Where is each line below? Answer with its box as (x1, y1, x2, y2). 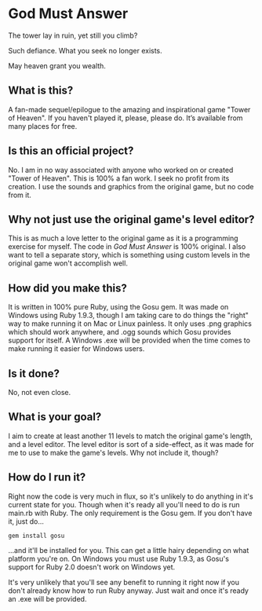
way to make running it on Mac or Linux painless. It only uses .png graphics (8, 319, 253, 328)
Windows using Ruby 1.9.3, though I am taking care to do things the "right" (8, 311, 249, 320)
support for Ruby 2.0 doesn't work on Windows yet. (8, 562, 176, 572)
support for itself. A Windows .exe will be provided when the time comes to (8, 335, 251, 346)
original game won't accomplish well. (8, 258, 128, 268)
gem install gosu (8, 532, 65, 540)
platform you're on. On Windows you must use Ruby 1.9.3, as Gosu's (8, 554, 230, 563)
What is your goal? (8, 410, 102, 424)
